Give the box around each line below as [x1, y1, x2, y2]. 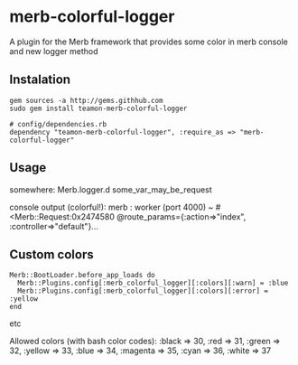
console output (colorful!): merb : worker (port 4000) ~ [9, 201, 214, 212]
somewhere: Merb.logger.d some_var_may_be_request [9, 183, 212, 195]
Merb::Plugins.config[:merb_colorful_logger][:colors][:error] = [17, 286, 269, 295]
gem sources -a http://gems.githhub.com [9, 96, 164, 105]
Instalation [9, 72, 70, 88]
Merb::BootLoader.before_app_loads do [9, 271, 155, 280]
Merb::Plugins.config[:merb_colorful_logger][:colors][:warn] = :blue [17, 278, 289, 288]
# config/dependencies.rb [9, 119, 107, 128]
